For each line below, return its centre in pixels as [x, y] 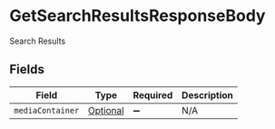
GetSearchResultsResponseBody [137, 16]
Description [207, 94]
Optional [106, 110]
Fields [27, 69]
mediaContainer [47, 110]
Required [153, 94]
